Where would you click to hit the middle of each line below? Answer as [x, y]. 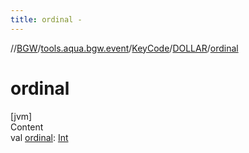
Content [27, 127]
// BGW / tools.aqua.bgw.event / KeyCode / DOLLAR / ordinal [124, 48]
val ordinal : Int [39, 137]
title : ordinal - [46, 19]
